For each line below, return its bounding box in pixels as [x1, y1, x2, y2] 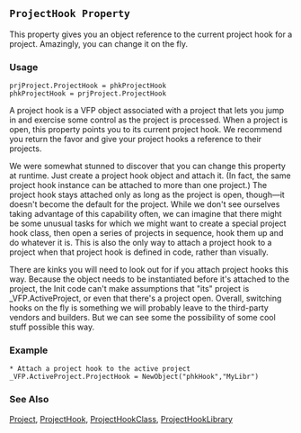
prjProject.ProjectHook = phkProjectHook [9, 81, 167, 91]
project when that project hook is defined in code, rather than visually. [9, 247, 270, 257]
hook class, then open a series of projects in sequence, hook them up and [9, 228, 284, 239]
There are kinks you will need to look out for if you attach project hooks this [9, 265, 289, 275]
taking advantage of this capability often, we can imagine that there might [9, 209, 282, 220]
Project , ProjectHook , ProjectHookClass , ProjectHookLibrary [9, 413, 234, 424]
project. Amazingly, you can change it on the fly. [9, 38, 189, 49]
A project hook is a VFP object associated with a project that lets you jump [9, 105, 285, 116]
